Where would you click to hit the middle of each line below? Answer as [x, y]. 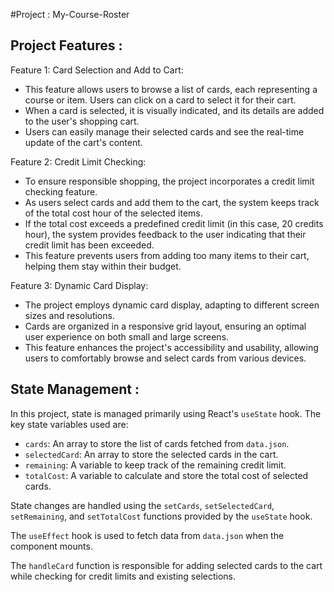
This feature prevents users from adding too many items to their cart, [167, 255]
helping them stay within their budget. [103, 266]
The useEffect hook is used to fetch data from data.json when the [147, 535]
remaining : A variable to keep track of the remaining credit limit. [155, 465]
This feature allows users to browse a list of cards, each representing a [171, 89]
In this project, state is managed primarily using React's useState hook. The [166, 413]
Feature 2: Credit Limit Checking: [78, 161]
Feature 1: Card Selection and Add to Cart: [97, 70]
